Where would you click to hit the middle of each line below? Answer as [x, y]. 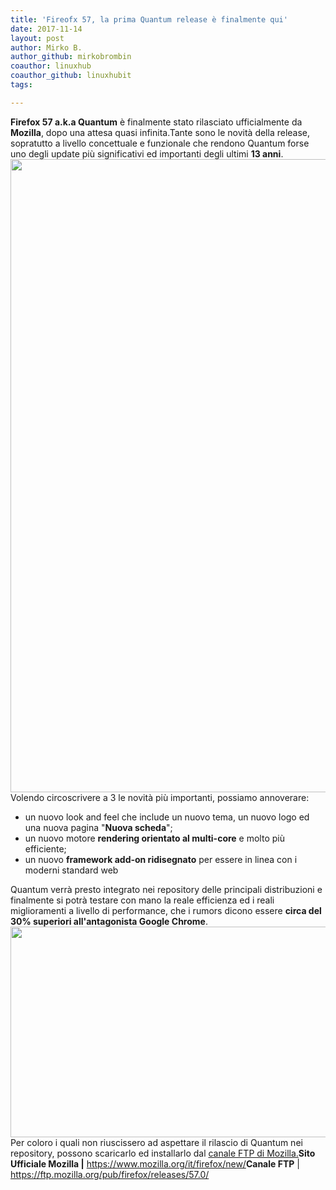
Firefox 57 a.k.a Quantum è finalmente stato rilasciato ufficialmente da [156, 122]
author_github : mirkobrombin [71, 57]
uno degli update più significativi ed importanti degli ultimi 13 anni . [147, 153]
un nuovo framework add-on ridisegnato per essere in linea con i [161, 859]
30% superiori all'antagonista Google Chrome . [109, 921]
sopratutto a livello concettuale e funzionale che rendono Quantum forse [160, 143]
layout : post [37, 38]
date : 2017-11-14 [46, 29]
